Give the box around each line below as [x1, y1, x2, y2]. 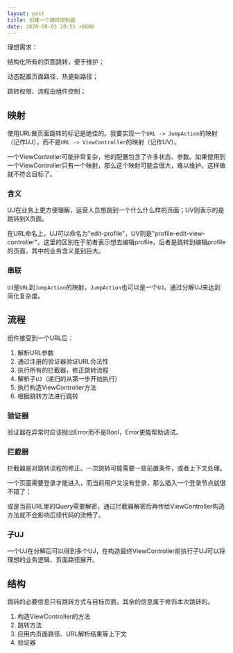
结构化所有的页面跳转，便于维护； [7, 58, 105, 66]
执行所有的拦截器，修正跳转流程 [17, 366, 109, 374]
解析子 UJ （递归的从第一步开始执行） [17, 374, 121, 382]
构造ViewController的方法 [17, 612, 91, 621]
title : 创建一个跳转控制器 [7, 17, 76, 24]
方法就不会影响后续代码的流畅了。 [7, 511, 105, 519]
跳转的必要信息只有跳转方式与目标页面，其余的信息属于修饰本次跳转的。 [7, 597, 214, 606]
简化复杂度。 [7, 291, 44, 300]
